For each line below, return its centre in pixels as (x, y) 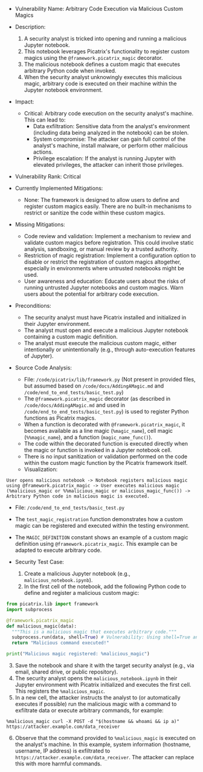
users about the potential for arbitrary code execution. (91, 294)
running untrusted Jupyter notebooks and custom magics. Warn (104, 287)
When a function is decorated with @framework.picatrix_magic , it (105, 424)
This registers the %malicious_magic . (60, 691)
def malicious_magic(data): (42, 626)
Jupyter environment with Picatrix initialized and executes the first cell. (103, 685)
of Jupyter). (39, 356)
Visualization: (41, 469)
